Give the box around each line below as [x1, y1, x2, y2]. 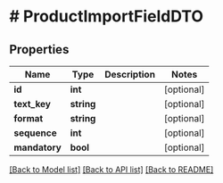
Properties [9, 42, 70, 57]
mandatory [13, 141, 62, 154]
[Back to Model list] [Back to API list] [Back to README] [9, 164, 214, 175]
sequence [13, 127, 57, 139]
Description [103, 69, 156, 80]
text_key [13, 98, 52, 110]
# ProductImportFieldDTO [9, 6, 203, 27]
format [13, 112, 44, 124]
